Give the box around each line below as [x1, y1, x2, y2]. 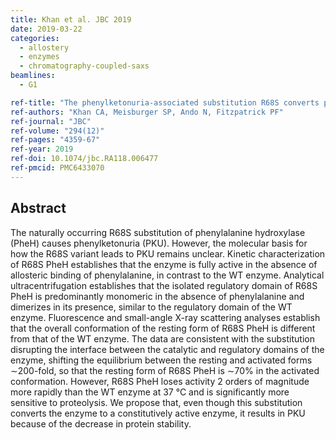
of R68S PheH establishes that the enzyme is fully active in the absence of [10, 258, 318, 270]
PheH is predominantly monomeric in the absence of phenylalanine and [10, 290, 305, 302]
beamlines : [10, 71, 56, 81]
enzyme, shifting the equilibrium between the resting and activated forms [10, 354, 313, 366]
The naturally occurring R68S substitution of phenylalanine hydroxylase [10, 226, 306, 238]
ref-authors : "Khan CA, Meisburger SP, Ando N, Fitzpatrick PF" [10, 107, 284, 117]
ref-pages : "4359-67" [10, 135, 101, 145]
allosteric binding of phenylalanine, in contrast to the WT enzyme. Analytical [10, 269, 325, 281]
